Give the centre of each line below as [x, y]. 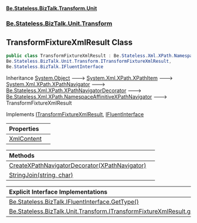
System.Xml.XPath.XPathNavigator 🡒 [56, 84]
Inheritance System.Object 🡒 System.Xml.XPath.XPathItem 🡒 [89, 78]
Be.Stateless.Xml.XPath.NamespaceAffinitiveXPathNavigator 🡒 [87, 96]
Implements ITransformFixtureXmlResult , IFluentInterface [75, 114]
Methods [22, 156]
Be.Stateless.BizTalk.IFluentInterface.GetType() [74, 201]
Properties [24, 129]
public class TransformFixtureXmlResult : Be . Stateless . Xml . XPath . [90, 56]
